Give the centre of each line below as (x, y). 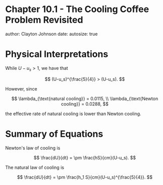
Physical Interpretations (57, 54)
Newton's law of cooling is (33, 148)
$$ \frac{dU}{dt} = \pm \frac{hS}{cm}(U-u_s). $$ (85, 157)
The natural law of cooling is (35, 167)
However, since (21, 88)
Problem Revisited (44, 20)
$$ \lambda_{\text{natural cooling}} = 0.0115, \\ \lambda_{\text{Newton (85, 99)
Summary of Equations (54, 134)
